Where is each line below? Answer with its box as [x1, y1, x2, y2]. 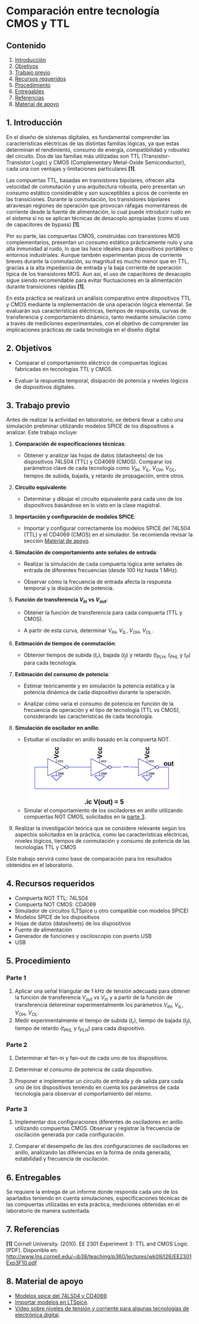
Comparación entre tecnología [6, 4, 160, 18]
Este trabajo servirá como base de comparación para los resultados [6, 855, 172, 862]
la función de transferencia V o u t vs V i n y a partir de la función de [14, 993, 173, 1002]
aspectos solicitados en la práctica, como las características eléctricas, [14, 831, 190, 838]
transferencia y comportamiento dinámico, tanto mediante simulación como [6, 313, 191, 321]
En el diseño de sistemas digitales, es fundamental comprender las [6, 133, 170, 140]
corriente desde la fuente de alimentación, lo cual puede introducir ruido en [6, 208, 191, 215]
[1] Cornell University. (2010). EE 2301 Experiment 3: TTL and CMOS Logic [6, 1240, 188, 1247]
